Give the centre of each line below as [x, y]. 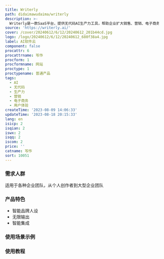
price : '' [15, 147]
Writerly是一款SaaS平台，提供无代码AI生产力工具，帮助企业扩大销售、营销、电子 [81, 23]
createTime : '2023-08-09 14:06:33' [41, 110]
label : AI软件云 [20, 42]
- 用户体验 [19, 105]
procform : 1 [17, 60]
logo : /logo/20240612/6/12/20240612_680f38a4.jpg [57, 37]
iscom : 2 [14, 142]
